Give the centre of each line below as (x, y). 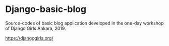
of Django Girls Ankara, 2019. (36, 28)
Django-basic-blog (46, 9)
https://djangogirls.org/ (29, 38)
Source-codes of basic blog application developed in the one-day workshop (84, 23)
